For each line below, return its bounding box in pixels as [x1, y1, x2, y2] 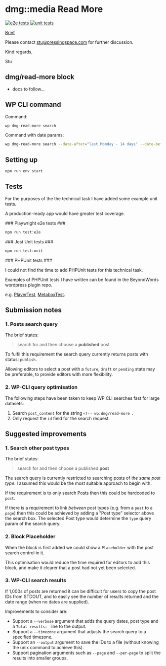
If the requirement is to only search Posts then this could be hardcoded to [5, 490, 155, 496]
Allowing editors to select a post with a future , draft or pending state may [5, 366, 155, 372]
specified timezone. [12, 634, 53, 640]
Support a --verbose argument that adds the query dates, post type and [12, 618, 159, 624]
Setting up [5, 155, 38, 164]
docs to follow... [12, 86, 45, 92]
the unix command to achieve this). [12, 644, 84, 650]
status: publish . [5, 357, 37, 363]
